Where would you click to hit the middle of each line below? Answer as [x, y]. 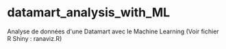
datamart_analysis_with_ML [89, 13]
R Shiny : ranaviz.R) [35, 38]
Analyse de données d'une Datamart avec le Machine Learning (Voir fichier [113, 31]
